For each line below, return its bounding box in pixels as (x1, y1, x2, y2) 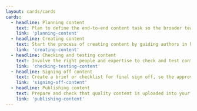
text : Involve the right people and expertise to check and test (16, 58, 180, 63)
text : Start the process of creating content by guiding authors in (16, 42, 188, 48)
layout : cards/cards (5, 8, 56, 15)
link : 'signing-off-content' (16, 80, 88, 86)
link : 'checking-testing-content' (16, 63, 101, 69)
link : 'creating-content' (16, 47, 80, 53)
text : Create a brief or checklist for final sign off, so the (16, 74, 175, 80)
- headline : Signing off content (11, 69, 93, 75)
